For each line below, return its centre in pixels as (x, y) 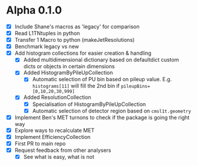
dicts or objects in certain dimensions (69, 67)
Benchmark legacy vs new (47, 47)
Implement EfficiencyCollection (52, 137)
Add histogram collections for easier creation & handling (83, 53)
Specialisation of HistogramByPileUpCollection (89, 104)
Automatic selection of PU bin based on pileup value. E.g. (102, 79)
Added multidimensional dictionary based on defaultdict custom (101, 60)
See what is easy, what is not (59, 157)
